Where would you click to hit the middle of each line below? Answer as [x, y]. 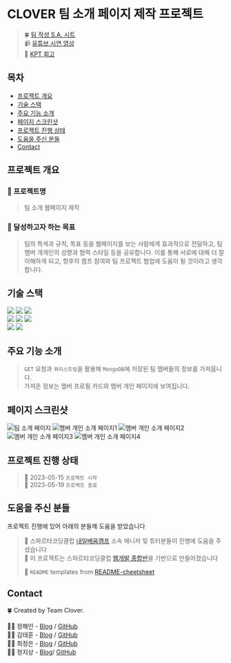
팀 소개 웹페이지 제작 [52, 208]
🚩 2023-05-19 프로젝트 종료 [61, 484]
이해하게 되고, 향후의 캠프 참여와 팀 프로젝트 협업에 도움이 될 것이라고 [117, 261]
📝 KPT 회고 [39, 54]
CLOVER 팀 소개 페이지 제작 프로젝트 [105, 14]
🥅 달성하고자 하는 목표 [41, 227]
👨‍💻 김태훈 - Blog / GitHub [42, 635]
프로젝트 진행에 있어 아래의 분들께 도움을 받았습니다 [76, 526]
